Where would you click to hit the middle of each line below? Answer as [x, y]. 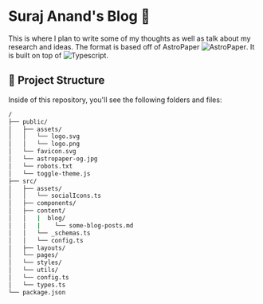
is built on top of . [59, 55]
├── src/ [23, 181]
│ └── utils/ [33, 270]
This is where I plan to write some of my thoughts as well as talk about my [130, 38]
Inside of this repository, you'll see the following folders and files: [115, 100]
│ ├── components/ [43, 203]
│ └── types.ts [37, 285]
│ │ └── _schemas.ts [49, 233]
